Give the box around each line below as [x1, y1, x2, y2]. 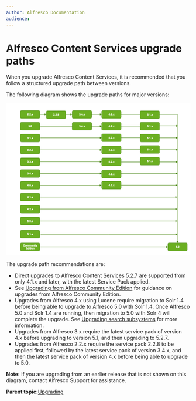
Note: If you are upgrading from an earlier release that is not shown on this [6, 370, 187, 378]
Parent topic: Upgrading [6, 388, 64, 396]
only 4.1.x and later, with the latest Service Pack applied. [14, 278, 150, 285]
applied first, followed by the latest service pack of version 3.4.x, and [14, 347, 181, 354]
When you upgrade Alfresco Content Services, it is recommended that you [6, 73, 186, 80]
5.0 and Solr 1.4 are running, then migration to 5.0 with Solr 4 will [14, 309, 171, 316]
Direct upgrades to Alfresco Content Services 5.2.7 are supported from [14, 272, 186, 279]
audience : [6, 15, 30, 22]
